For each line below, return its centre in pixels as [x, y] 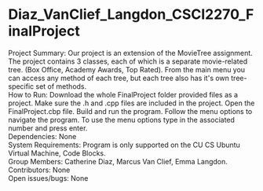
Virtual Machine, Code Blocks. [57, 153]
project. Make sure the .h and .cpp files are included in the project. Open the [131, 103]
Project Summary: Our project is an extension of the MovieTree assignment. [130, 53]
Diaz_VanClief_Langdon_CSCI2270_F [131, 15]
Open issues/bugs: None [48, 178]
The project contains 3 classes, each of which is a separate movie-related [128, 61]
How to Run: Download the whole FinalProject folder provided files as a [123, 94]
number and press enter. [48, 128]
